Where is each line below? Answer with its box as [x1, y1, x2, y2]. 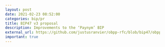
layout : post [5, 7, 32, 12]
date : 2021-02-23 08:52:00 [5, 12, 60, 17]
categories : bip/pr [5, 16, 45, 21]
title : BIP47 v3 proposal [5, 21, 58, 26]
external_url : [5, 30, 34, 35]
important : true [5, 35, 38, 40]
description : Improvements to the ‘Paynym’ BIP [5, 25, 105, 30]
